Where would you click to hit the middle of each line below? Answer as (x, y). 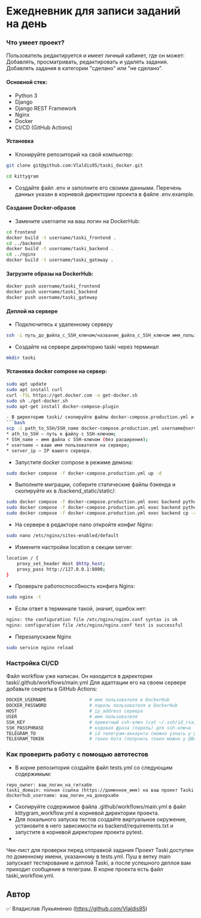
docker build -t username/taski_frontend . (61, 238)
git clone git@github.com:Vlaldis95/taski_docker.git (75, 165)
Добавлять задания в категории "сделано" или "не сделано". (85, 68)
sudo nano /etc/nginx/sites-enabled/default (63, 536)
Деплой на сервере (32, 311)
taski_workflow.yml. (31, 875)
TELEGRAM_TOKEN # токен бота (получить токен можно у (96, 739)
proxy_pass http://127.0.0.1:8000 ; (61, 569)
